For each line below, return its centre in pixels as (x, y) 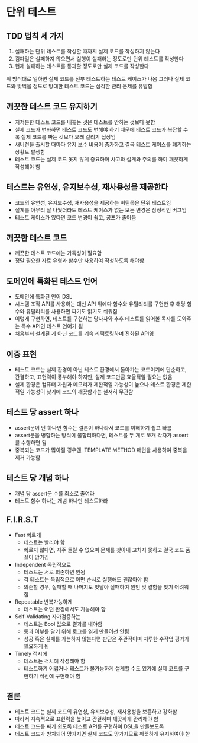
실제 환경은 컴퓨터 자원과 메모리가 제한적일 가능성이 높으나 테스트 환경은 (98, 385)
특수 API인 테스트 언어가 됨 (52, 326)
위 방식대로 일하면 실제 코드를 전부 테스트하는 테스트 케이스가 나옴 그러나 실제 (95, 79)
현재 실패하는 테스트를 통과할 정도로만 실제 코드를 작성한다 (82, 66)
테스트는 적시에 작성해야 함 (54, 661)
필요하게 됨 (36, 646)
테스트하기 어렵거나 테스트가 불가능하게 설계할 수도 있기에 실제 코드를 (103, 668)
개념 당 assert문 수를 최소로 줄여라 (54, 493)
